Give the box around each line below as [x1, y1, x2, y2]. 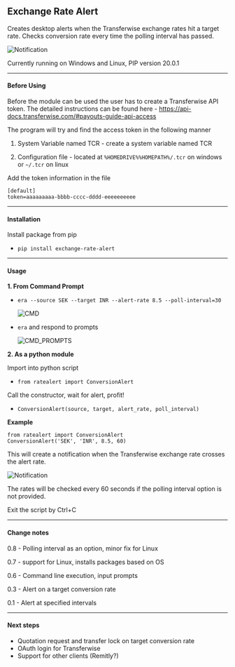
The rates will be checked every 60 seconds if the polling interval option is [7, 485, 222, 493]
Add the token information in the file [7, 174, 111, 182]
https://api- [158, 105, 192, 113]
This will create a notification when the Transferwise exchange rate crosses [7, 450, 225, 459]
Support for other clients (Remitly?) [17, 652, 119, 660]
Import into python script [7, 364, 79, 372]
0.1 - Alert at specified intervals [7, 598, 97, 607]
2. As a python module [7, 350, 75, 358]
